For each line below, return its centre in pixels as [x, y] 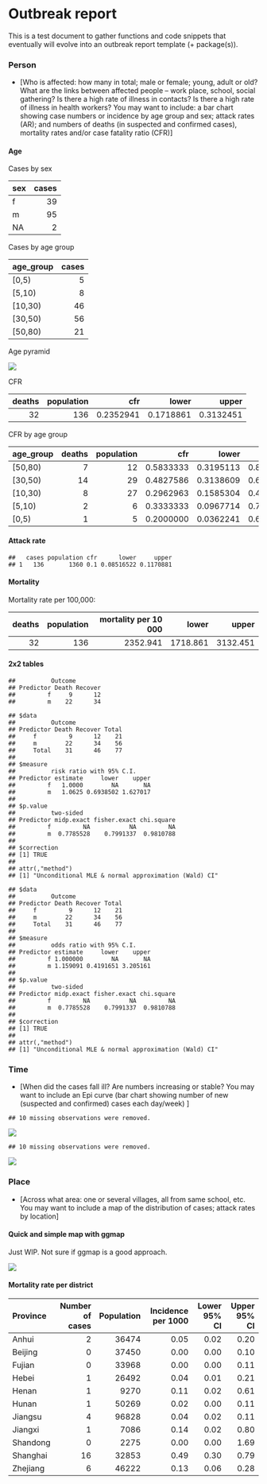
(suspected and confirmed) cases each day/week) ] [104, 1104]
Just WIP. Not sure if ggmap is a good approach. [88, 1252]
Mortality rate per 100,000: [52, 599]
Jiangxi [26, 1430]
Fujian [23, 1366]
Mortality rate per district [51, 1285]
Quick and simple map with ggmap [67, 1234]
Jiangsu [27, 1417]
